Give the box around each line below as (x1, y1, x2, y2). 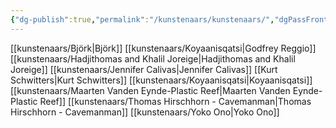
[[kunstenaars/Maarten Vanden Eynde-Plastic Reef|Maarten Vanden (10, 84, 291, 96)
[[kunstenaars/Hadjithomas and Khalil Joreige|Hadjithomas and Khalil (10, 52, 296, 65)
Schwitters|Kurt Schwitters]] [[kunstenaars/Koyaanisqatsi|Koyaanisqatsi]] (10, 74, 313, 86)
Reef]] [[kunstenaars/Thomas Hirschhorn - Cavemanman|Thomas (39, 95, 312, 107)
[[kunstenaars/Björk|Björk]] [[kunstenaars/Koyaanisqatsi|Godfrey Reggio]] (10, 42, 317, 54)
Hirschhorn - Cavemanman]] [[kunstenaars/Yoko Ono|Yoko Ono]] (10, 106, 280, 118)
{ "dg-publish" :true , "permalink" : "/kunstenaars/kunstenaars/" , (10, 14, 275, 25)
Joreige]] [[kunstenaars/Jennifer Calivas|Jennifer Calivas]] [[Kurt (10, 63, 278, 75)
